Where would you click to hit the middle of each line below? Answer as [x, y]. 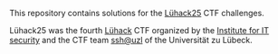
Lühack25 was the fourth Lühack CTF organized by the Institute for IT [139, 30]
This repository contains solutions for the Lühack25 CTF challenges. [137, 13]
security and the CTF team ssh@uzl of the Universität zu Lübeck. [131, 40]
